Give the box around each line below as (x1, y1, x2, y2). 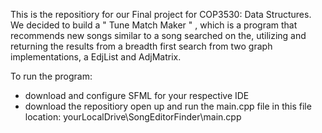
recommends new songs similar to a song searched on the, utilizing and (10, 30, 307, 41)
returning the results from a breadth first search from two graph (10, 40, 273, 52)
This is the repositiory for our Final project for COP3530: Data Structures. (10, 9, 312, 20)
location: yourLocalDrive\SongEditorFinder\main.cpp (24, 111, 242, 123)
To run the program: (10, 70, 93, 82)
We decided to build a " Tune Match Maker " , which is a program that (10, 19, 298, 31)
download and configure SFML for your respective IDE (24, 90, 250, 101)
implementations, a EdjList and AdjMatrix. (10, 51, 182, 63)
